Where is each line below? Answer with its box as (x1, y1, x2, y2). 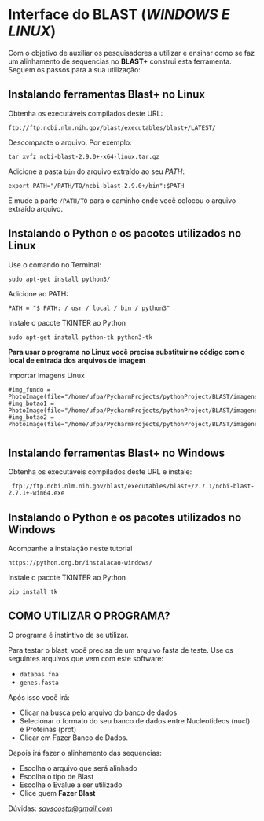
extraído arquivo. (8, 204, 63, 213)
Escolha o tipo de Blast (19, 771, 94, 781)
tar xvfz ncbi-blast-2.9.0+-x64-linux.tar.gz (8, 153, 159, 160)
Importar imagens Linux (8, 370, 85, 380)
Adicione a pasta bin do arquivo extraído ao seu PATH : (8, 167, 185, 176)
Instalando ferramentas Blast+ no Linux (8, 88, 206, 101)
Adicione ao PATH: (8, 289, 68, 298)
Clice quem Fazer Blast (19, 788, 96, 797)
